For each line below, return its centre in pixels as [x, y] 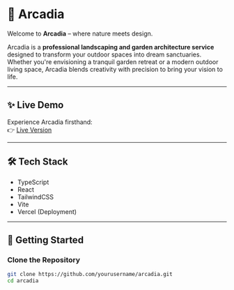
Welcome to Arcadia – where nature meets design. [80, 33]
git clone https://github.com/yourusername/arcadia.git [90, 275]
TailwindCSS [36, 197]
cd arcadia [23, 281]
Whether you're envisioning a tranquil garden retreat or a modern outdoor [113, 61]
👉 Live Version [30, 130]
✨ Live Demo [36, 105]
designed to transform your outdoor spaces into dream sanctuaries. [104, 54]
